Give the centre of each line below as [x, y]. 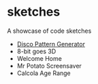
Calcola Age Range [44, 73]
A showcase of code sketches [49, 31]
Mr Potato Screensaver [49, 66]
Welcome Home [39, 58]
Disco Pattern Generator [51, 44]
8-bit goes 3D [36, 51]
